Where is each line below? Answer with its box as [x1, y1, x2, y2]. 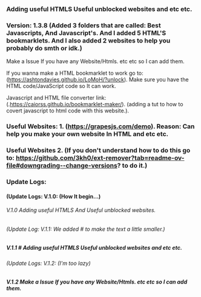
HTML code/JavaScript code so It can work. [6, 83, 116, 90]
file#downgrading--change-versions [6, 162, 118, 170]
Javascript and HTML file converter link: [6, 94, 107, 101]
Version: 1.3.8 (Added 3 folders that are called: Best [6, 21, 162, 29]
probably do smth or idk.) [6, 44, 83, 52]
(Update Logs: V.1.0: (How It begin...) [6, 193, 101, 200]
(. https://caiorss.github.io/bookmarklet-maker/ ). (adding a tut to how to [6, 101, 183, 108]
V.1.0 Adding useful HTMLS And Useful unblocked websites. [6, 207, 156, 214]
